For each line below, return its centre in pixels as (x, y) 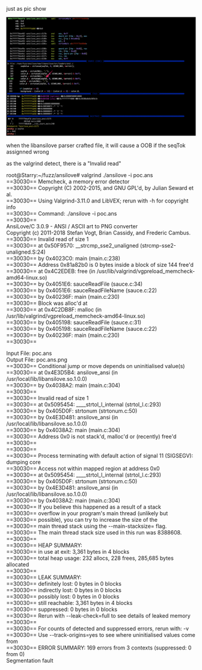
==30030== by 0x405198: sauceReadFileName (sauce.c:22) (82, 329)
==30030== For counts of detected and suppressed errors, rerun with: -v (98, 628)
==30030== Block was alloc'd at (47, 303)
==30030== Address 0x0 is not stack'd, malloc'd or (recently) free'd (91, 437)
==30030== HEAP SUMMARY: (44, 545)
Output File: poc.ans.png (37, 360)
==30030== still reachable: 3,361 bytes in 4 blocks (69, 603)
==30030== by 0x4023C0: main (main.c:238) (63, 258)
